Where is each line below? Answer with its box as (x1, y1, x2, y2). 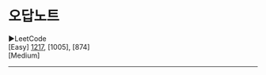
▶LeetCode (8, 33, 47, 43)
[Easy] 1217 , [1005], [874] (8, 42, 90, 51)
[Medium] (8, 51, 40, 60)
